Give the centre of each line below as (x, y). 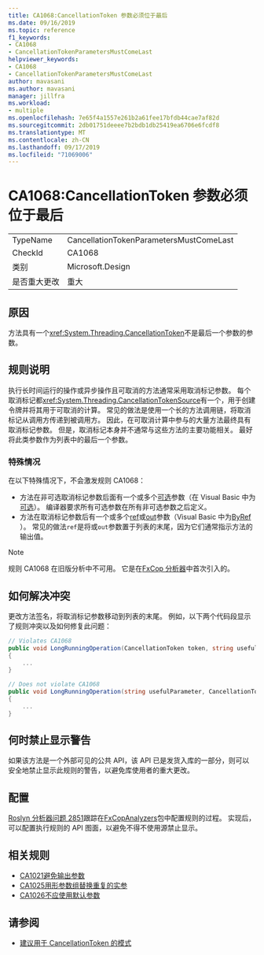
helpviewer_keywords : (44, 60)
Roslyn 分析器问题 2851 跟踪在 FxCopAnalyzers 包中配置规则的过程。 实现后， (132, 818)
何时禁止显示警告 (49, 740)
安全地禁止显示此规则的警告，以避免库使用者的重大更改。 (101, 770)
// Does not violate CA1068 (54, 685)
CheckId (27, 253)
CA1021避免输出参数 (52, 875)
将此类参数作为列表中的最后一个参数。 (70, 439)
